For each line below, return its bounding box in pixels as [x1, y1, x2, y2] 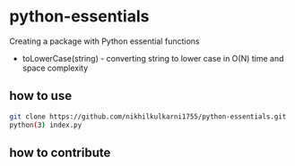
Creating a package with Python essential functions [9, 36, 200, 46]
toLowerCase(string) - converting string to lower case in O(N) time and [22, 53, 284, 63]
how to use [9, 88, 73, 104]
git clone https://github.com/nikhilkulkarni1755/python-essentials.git [9, 112, 287, 121]
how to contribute [9, 145, 111, 160]
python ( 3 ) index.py [9, 120, 82, 129]
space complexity [22, 62, 89, 73]
